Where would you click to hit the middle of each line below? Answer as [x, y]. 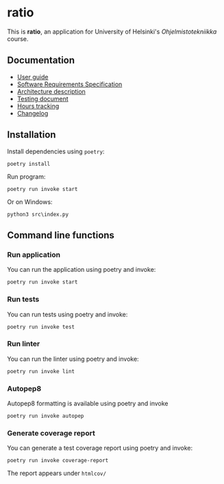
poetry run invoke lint [41, 371]
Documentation [41, 61]
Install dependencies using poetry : [56, 151]
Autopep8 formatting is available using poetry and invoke [88, 404]
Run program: [26, 177]
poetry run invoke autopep [46, 416]
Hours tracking [38, 106]
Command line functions [61, 235]
